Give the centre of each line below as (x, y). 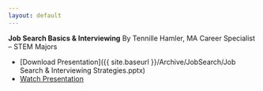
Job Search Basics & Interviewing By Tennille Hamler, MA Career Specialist (131, 38)
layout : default (35, 15)
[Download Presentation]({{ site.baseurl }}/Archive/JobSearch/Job (128, 62)
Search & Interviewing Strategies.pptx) (83, 70)
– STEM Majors (33, 46)
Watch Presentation (52, 78)
